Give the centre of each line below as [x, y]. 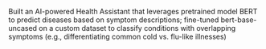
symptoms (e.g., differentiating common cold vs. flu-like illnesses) [117, 36]
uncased [23, 28]
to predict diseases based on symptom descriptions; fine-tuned [114, 20]
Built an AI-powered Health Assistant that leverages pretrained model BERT [133, 11]
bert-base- [239, 20]
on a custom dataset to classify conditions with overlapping [137, 28]
